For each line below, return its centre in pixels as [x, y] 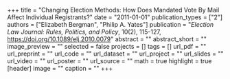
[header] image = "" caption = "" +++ [60, 68]
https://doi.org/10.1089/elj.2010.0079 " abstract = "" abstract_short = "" [107, 39]
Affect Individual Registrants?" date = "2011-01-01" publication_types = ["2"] [115, 17]
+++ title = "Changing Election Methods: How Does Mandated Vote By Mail [113, 10]
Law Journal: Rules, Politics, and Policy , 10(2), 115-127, [84, 32]
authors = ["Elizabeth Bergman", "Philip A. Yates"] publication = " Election [111, 24]
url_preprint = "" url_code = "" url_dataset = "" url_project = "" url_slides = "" [115, 54]
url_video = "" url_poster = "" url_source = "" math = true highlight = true [110, 61]
